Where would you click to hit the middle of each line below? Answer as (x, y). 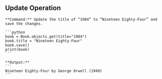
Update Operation (33, 8)
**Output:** (17, 62)
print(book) (17, 49)
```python (15, 32)
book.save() (17, 45)
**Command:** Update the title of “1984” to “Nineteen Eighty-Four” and (81, 19)
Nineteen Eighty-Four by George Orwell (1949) (54, 71)
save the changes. (24, 24)
